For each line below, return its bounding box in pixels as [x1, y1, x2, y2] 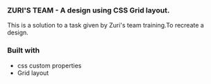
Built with [7, 45, 40, 55]
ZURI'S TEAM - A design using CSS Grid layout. [7, 6, 170, 15]
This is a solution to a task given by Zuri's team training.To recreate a [7, 21, 205, 30]
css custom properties [17, 61, 82, 70]
